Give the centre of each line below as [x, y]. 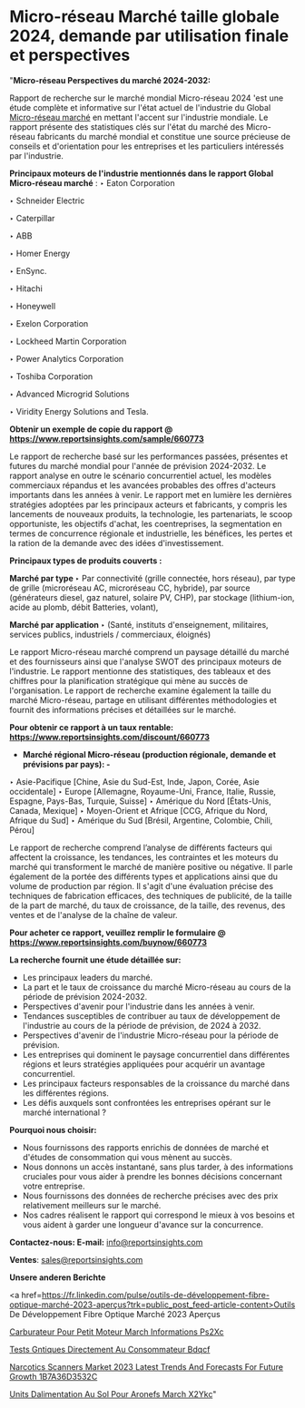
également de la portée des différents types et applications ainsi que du [144, 876]
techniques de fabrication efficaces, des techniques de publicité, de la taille [151, 895]
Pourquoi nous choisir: [53, 1129]
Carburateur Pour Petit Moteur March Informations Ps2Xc [117, 1332]
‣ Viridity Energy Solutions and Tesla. [79, 411]
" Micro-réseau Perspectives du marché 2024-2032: [110, 80]
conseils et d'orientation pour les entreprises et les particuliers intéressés [147, 146]
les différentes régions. [65, 1093]
